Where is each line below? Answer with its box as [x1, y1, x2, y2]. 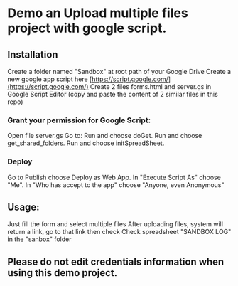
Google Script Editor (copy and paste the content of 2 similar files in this [7, 90, 218, 98]
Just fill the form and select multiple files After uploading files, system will [7, 220, 224, 228]
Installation [7, 48, 58, 60]
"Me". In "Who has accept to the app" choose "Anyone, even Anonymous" [7, 180, 225, 189]
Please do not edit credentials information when [7, 255, 225, 268]
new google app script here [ [7, 75, 92, 83]
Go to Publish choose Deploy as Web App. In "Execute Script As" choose [7, 173, 222, 181]
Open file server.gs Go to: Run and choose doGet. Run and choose [7, 132, 202, 140]
